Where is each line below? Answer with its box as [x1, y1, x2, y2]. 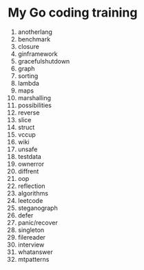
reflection [17, 182, 45, 190]
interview [17, 240, 45, 249]
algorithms [17, 189, 49, 197]
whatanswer [17, 247, 54, 256]
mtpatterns [17, 255, 50, 263]
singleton [17, 226, 45, 234]
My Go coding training [8, 5, 138, 21]
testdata [17, 152, 42, 160]
